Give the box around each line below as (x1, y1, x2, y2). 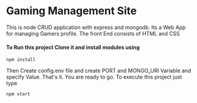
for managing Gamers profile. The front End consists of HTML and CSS (6, 30, 180, 37)
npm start (6, 91, 31, 97)
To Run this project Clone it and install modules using (6, 43, 140, 51)
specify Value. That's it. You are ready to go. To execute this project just (6, 73, 182, 81)
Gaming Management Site (6, 4, 137, 18)
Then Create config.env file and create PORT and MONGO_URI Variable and (6, 67, 191, 75)
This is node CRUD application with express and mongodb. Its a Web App (6, 24, 186, 31)
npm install (6, 57, 36, 63)
